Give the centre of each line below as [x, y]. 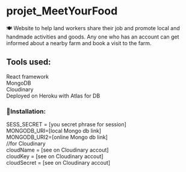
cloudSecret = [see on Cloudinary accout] [58, 163]
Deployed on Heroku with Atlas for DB [53, 96]
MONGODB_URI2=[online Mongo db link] [57, 137]
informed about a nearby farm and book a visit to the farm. [79, 43]
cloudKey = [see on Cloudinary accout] [55, 156]
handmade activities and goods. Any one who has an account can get [93, 37]
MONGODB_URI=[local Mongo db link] [54, 131]
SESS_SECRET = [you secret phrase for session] [66, 124]
